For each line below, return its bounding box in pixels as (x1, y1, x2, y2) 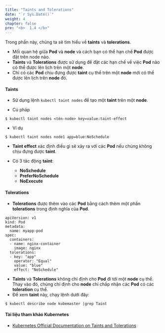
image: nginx (14, 246, 41, 250)
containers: (9, 237, 35, 242)
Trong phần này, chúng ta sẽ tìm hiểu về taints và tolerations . (5, 39, 131, 45)
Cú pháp (12, 107, 30, 113)
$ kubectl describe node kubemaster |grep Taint (5, 301, 107, 306)
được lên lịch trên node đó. (12, 75, 68, 81)
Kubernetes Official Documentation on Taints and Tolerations (12, 322, 137, 329)
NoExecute (19, 178, 43, 184)
